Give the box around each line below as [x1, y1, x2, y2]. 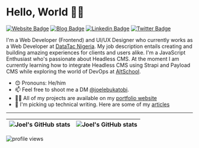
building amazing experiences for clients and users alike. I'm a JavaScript [6, 49, 186, 56]
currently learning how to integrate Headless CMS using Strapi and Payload [6, 62, 191, 69]
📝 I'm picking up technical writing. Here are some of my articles [14, 101, 170, 108]
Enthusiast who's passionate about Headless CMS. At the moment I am [6, 55, 179, 62]
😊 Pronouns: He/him [14, 79, 66, 86]
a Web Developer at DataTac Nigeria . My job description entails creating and [6, 43, 192, 50]
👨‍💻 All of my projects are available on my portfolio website [14, 94, 157, 101]
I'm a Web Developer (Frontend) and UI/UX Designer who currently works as [6, 36, 193, 43]
